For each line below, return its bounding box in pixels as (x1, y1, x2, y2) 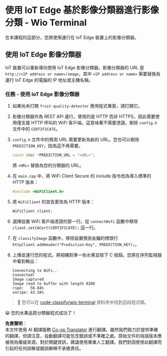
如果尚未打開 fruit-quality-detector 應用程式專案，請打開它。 (12, 103, 143, 109)
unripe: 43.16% (12, 290, 44, 295)
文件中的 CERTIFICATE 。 (12, 126, 61, 132)
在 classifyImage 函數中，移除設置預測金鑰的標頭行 (12, 235, 118, 241)
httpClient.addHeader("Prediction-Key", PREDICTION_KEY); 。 (12, 241, 140, 247)
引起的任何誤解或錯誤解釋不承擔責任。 (5, 345, 83, 351)
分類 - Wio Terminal (5, 17, 87, 28)
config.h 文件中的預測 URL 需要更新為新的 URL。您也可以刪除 (12, 136, 140, 142)
